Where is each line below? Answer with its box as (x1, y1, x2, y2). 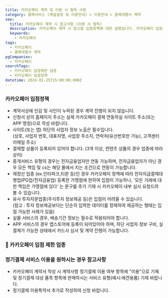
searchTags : (5, 64, 30, 69)
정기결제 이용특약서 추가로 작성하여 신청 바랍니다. (12, 287, 110, 293)
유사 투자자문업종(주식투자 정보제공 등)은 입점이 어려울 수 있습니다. (12, 196, 144, 202)
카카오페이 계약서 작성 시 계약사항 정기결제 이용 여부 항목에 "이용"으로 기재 (12, 268, 159, 275)
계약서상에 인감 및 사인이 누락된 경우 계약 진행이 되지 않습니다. (12, 108, 135, 114)
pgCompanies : (5, 54, 33, 59)
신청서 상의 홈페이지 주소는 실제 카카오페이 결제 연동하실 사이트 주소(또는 (12, 114, 155, 120)
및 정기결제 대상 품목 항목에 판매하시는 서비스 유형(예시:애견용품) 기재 (12, 275, 149, 281)
